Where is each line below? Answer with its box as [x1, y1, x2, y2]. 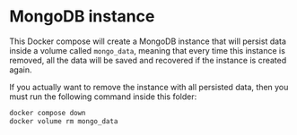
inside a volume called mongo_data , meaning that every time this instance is [9, 45, 285, 55]
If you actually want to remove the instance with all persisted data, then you [9, 81, 289, 92]
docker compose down [9, 108, 87, 117]
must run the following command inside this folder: [9, 91, 197, 102]
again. [9, 64, 33, 75]
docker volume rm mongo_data [9, 116, 118, 126]
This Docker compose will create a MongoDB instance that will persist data [9, 36, 287, 46]
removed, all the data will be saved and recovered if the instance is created [9, 55, 287, 65]
